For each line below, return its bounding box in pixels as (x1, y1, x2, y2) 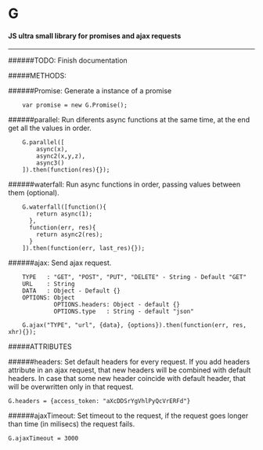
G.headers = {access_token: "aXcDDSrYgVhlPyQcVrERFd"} (8, 397, 191, 405)
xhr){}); (8, 328, 37, 336)
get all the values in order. (8, 123, 92, 133)
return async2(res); (36, 230, 103, 239)
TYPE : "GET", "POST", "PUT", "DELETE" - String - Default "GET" (22, 274, 247, 281)
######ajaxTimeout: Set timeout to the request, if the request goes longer (8, 411, 249, 420)
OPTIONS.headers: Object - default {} (53, 301, 180, 309)
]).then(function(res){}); (22, 166, 110, 174)
